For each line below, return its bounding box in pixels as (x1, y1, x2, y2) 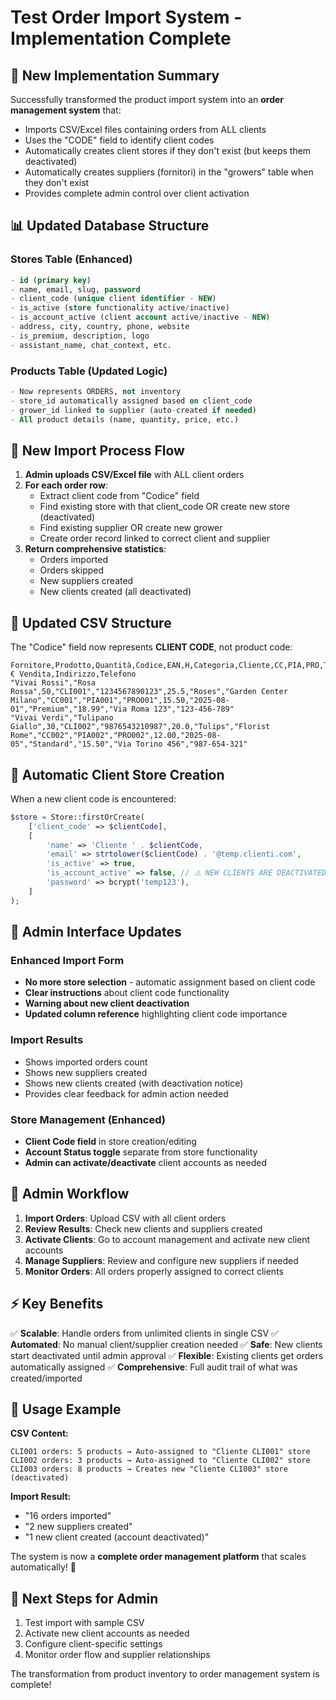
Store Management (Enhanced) (10, 1112, 166, 1126)
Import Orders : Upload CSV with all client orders (24, 1212, 227, 1224)
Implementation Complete (10, 27, 232, 50)
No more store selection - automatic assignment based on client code (24, 976, 316, 988)
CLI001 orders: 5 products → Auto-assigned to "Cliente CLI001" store (10, 1447, 311, 1457)
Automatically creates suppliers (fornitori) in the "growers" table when (24, 166, 314, 178)
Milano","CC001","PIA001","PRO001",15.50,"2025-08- (10, 696, 230, 706)
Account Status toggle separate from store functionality (24, 1146, 258, 1158)
